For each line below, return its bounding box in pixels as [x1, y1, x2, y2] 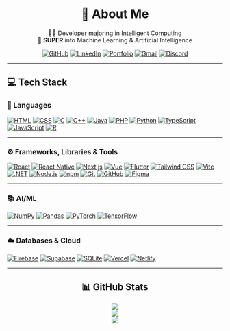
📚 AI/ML [7, 193, 37, 203]
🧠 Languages [7, 101, 51, 110]
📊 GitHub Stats [81, 281, 149, 293]
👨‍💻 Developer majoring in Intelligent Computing [48, 29, 182, 37]
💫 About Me [81, 6, 149, 22]
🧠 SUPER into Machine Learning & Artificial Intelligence [37, 36, 193, 44]
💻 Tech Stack [7, 77, 68, 88]
